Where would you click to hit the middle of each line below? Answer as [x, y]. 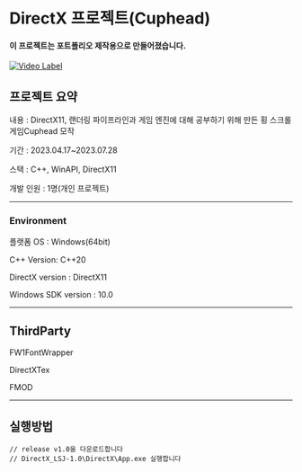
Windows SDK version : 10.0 [62, 294]
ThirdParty [40, 330]
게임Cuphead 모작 [42, 131]
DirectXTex [30, 370]
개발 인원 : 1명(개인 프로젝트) [59, 189]
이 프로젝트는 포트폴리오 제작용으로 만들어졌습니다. [98, 45]
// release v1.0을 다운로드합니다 [67, 450]
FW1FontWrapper [41, 352]
